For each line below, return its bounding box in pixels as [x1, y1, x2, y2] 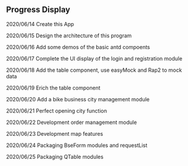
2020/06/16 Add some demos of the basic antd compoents [6, 43, 150, 50]
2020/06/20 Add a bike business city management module [6, 95, 150, 103]
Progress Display [6, 5, 70, 15]
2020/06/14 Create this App [6, 20, 74, 27]
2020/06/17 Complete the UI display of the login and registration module [6, 55, 183, 62]
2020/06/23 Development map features [6, 130, 103, 137]
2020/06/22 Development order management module [6, 119, 137, 126]
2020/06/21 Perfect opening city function [6, 107, 108, 114]
